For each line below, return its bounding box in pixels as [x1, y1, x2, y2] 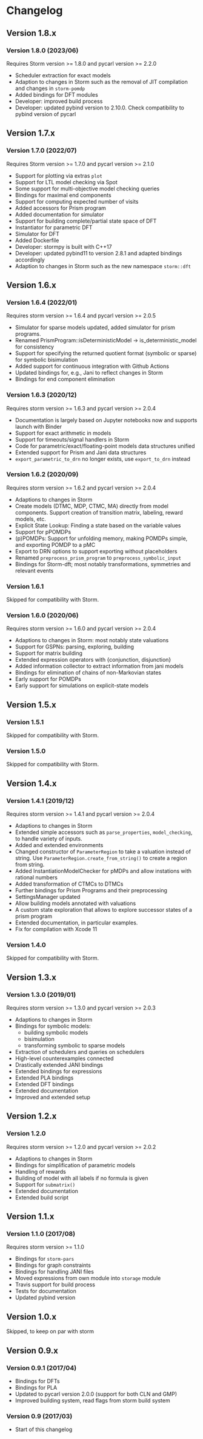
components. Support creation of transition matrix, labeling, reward [15, 508, 183, 516]
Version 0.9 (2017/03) [6, 1412, 73, 1420]
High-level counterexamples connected [15, 1055, 114, 1062]
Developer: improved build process [15, 97, 103, 105]
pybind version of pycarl [15, 110, 76, 117]
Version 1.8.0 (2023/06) [6, 46, 79, 55]
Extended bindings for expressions [15, 1068, 102, 1075]
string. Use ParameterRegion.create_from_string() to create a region [15, 855, 188, 862]
